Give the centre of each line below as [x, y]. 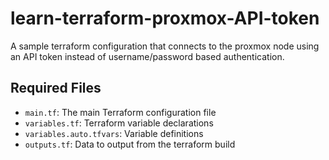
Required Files [56, 88]
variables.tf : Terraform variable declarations [119, 123]
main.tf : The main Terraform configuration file [120, 112]
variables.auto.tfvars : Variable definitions [114, 133]
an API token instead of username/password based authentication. [147, 56]
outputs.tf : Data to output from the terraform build [130, 144]
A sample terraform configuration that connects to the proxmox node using [165, 46]
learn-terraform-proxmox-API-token [165, 18]
